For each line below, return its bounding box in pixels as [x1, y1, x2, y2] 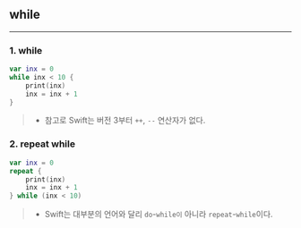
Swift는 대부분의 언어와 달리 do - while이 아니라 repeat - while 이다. [44, 209, 273, 220]
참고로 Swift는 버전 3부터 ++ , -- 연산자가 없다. [44, 115, 206, 126]
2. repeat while [9, 138, 76, 150]
